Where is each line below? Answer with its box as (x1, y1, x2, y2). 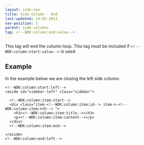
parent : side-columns (5, 25, 49, 30)
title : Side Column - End (5, 12, 57, 17)
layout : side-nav (5, 7, 40, 12)
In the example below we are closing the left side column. (5, 75, 120, 81)
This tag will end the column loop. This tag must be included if (5, 43, 130, 49)
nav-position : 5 (5, 21, 38, 26)
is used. (60, 48, 77, 54)
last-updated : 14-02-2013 (5, 16, 57, 21)
